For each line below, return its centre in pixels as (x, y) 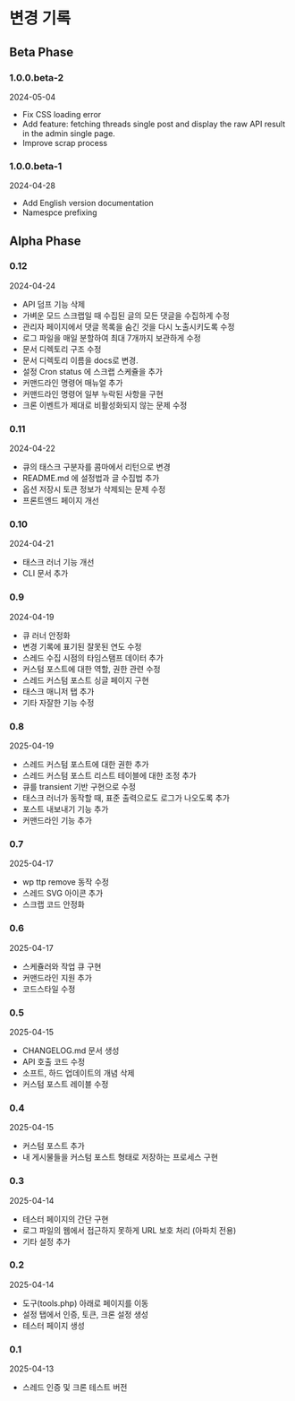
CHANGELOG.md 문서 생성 (71, 1051)
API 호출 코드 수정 (54, 1061)
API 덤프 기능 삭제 (54, 304)
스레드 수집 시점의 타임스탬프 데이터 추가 (93, 657)
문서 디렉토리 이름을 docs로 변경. (80, 360)
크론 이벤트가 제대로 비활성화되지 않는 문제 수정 (105, 405)
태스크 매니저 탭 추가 (58, 691)
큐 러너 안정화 (46, 635)
